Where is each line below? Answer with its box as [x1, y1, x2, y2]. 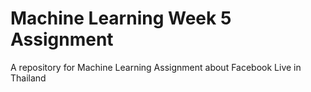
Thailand [10, 72, 47, 84]
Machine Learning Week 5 [10, 7, 232, 30]
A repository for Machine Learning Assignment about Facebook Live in [10, 61, 302, 73]
